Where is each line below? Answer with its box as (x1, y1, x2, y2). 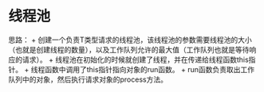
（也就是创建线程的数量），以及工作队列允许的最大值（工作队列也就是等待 (8, 44, 250, 54)
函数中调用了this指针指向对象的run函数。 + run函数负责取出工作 (45, 64, 255, 74)
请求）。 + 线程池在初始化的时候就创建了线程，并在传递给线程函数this (22, 55, 249, 64)
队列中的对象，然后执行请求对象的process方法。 (8, 75, 167, 84)
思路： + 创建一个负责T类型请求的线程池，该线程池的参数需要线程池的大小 (8, 35, 253, 44)
